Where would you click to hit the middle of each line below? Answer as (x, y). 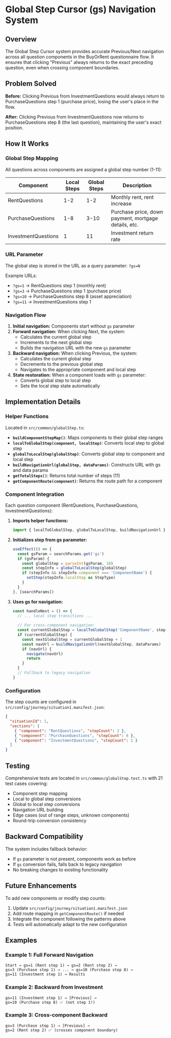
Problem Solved (31, 84)
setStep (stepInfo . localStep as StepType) (71, 578)
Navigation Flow (26, 315)
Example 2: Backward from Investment (54, 987)
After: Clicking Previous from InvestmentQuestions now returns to (75, 117)
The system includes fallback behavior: (46, 849)
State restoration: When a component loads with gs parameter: (79, 375)
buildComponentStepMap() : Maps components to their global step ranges (88, 437)
